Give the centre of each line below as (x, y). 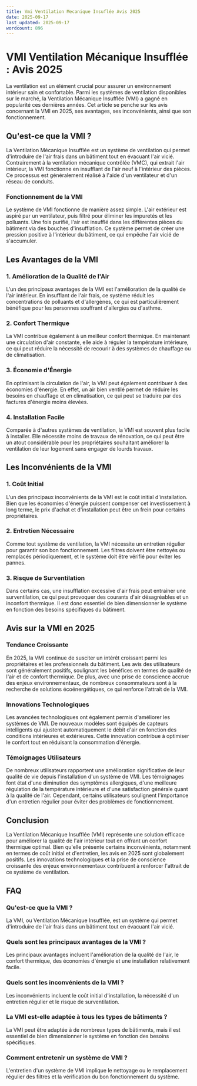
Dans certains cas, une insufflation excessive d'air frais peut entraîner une (96, 591)
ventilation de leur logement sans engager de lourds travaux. (80, 448)
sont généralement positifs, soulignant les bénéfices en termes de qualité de (99, 670)
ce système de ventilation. (38, 872)
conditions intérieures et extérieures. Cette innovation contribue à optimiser (98, 736)
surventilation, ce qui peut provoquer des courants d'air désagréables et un (98, 597)
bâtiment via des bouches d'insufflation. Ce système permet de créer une (95, 228)
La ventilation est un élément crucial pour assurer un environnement (89, 86)
